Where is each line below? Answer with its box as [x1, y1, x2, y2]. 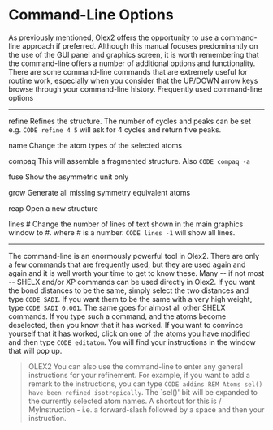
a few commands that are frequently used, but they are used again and [8, 260, 246, 269]
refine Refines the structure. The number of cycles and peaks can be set [8, 116, 252, 126]
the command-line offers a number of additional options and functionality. [8, 58, 256, 68]
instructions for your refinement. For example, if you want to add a [28, 370, 250, 380]
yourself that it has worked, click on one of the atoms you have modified [8, 329, 250, 338]
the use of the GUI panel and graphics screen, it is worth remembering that [8, 49, 260, 59]
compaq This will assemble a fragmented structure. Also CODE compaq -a [8, 156, 250, 166]
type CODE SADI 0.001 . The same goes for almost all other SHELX [8, 303, 226, 312]
